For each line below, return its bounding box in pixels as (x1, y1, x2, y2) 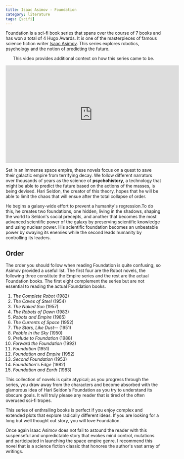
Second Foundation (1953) (12, 356, 67, 362)
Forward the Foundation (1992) (12, 340, 76, 346)
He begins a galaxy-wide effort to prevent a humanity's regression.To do (5, 203, 154, 209)
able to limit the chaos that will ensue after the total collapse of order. (5, 194, 146, 199)
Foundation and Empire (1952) (12, 351, 75, 357)
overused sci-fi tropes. (5, 397, 52, 403)
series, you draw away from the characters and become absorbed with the (5, 382, 158, 388)
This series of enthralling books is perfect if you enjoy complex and (5, 407, 143, 413)
